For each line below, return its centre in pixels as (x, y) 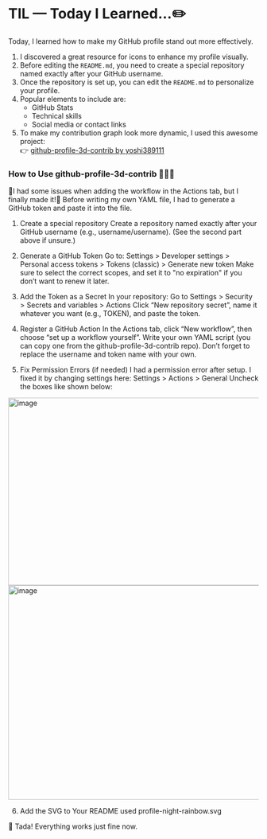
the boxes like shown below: (66, 387)
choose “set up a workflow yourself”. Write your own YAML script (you (135, 338)
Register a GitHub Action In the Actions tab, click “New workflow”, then (136, 329)
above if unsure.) (48, 240)
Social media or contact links (79, 124)
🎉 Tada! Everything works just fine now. (73, 826)
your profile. (40, 90)
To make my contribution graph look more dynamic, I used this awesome (139, 133)
